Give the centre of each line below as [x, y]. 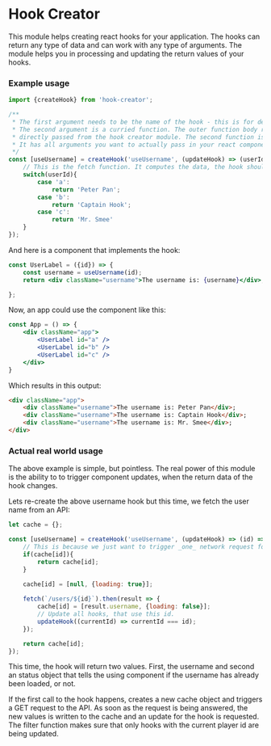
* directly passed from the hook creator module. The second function [133, 137]
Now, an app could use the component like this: [88, 310]
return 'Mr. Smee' [82, 220]
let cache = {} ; [35, 525]
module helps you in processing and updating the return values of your [126, 53]
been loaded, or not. [42, 684]
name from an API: [39, 510]
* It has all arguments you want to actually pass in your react [124, 145]
